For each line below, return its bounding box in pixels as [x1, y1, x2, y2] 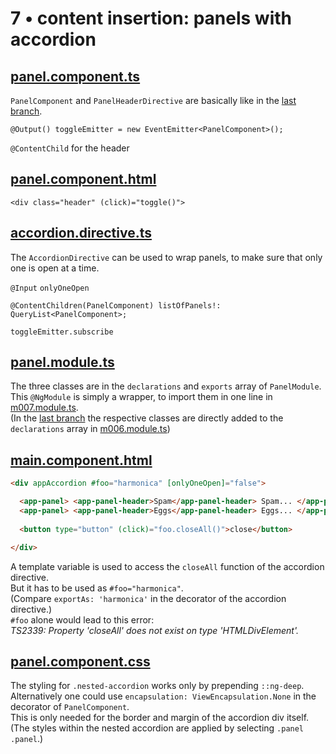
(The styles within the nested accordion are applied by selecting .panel [10, 722, 305, 734]
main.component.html [10, 452, 153, 469]
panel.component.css [10, 653, 151, 670]
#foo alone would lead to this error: [10, 613, 155, 626]
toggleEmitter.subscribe [10, 327, 114, 337]
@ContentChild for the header [10, 142, 130, 154]
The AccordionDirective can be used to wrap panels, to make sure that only [10, 251, 323, 263]
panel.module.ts [10, 354, 115, 371]
